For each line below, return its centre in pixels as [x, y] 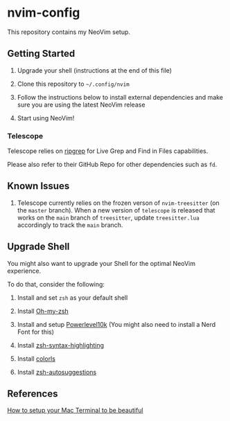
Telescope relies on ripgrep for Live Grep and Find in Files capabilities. [108, 151]
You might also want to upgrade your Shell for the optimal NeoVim [101, 263]
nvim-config [44, 13]
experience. [24, 271]
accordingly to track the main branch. [70, 225]
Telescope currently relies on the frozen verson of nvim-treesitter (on [118, 203]
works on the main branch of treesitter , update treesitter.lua [108, 217]
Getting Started [41, 54]
